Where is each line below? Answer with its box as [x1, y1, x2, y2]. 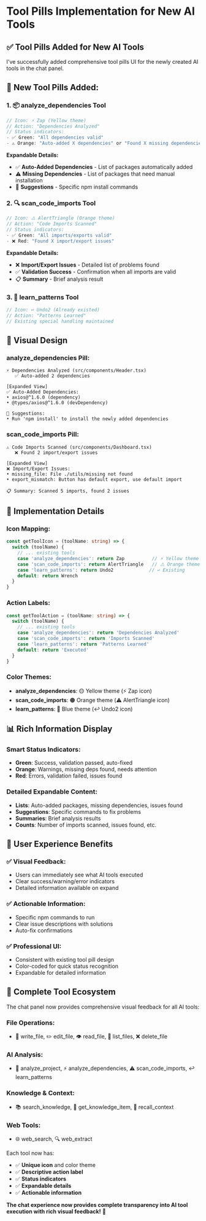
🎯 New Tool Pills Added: [6, 82, 99, 93]
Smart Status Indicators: [6, 745, 81, 754]
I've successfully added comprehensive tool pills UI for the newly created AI [6, 58, 199, 65]
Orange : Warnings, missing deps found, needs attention [15, 766, 158, 773]
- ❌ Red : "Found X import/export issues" [6, 238, 115, 244]
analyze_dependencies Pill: [6, 353, 90, 362]
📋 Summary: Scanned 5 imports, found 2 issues [6, 488, 130, 494]
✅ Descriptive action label [15, 1168, 84, 1176]
